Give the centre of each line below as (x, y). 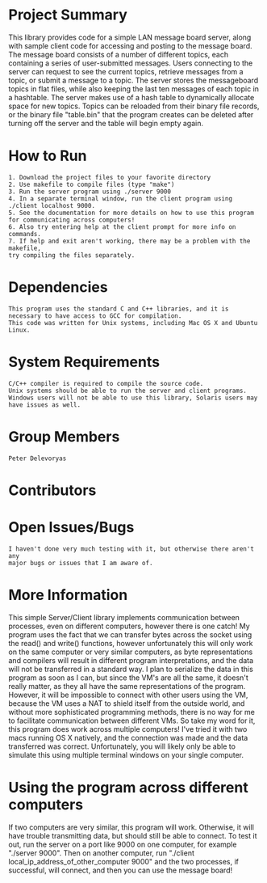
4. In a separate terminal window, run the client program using (120, 199)
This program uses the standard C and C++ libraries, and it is (119, 309)
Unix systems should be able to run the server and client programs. (128, 391)
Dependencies (58, 287)
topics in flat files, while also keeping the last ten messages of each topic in (134, 89)
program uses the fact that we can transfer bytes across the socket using (130, 634)
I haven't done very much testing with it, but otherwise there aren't (131, 549)
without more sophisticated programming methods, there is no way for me (132, 712)
